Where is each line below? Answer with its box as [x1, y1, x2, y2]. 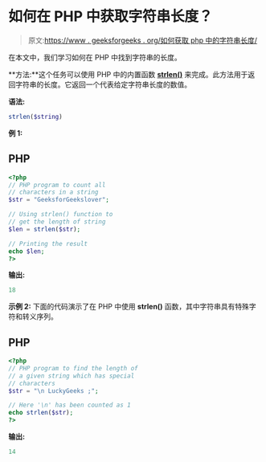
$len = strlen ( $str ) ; [8, 225, 81, 233]
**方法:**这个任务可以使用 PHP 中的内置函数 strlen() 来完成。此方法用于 [8, 69, 248, 79]
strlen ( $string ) [8, 112, 63, 121]
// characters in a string [8, 188, 99, 197]
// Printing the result [8, 239, 88, 247]
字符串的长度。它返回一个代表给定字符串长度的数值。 [14, 80, 191, 89]
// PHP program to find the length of [8, 364, 138, 372]
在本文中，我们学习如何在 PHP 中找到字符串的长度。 [8, 52, 182, 62]
